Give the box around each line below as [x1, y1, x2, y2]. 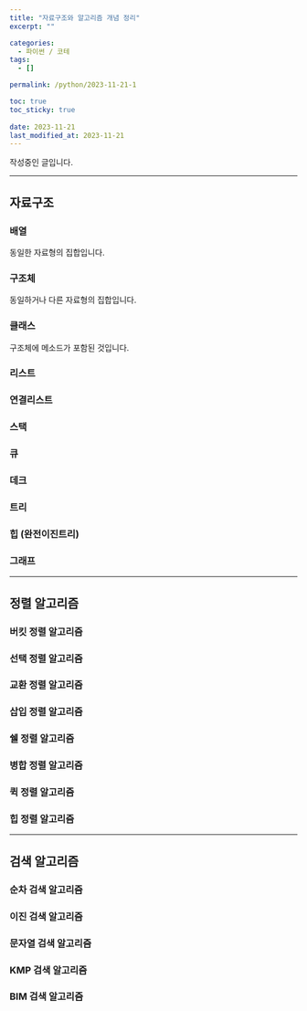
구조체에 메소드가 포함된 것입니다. [9, 342, 130, 353]
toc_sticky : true [9, 105, 76, 114]
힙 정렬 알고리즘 [9, 813, 75, 826]
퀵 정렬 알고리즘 [9, 786, 75, 799]
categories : [9, 38, 55, 47]
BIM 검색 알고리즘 [9, 990, 84, 1003]
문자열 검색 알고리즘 [9, 937, 92, 950]
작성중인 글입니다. [9, 157, 74, 168]
